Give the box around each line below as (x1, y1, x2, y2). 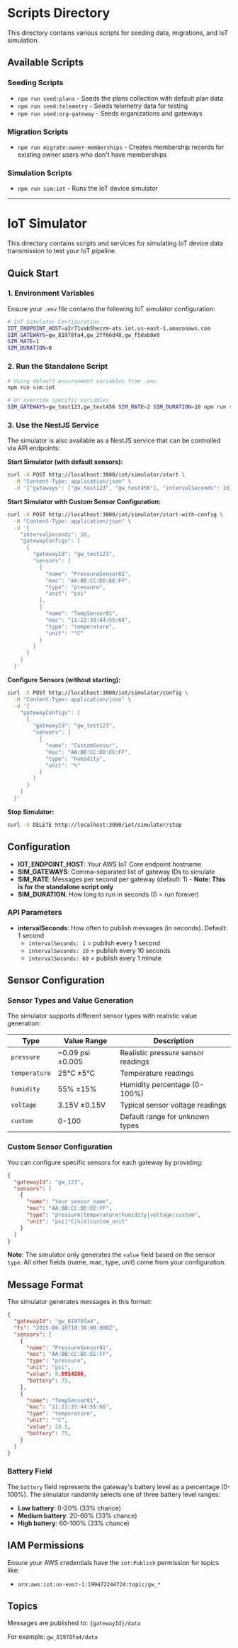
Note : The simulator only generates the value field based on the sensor (7, 1250, 216, 1259)
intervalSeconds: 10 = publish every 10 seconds (28, 946, 171, 954)
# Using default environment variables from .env (7, 377, 157, 384)
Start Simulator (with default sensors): (7, 457, 123, 466)
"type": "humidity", (45, 755, 106, 762)
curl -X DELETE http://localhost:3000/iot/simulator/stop (7, 821, 182, 828)
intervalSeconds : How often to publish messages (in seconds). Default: (17, 923, 228, 932)
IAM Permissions (7, 1540, 84, 1552)
